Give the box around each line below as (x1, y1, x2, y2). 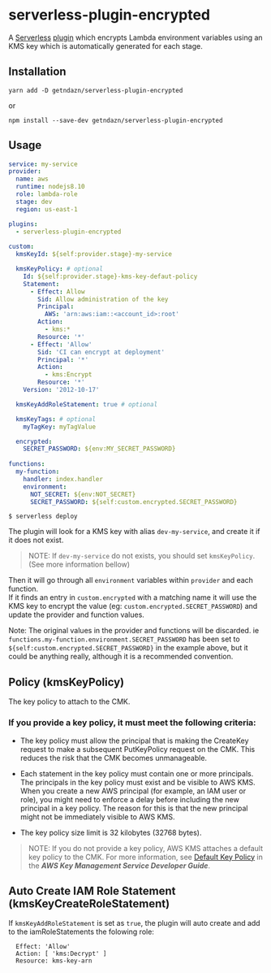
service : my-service (8, 160, 79, 168)
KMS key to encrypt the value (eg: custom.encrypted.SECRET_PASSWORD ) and (8, 602, 258, 611)
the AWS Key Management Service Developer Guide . (28, 860, 211, 871)
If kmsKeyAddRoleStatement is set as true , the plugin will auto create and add (8, 919, 261, 928)
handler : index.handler (23, 475, 104, 483)
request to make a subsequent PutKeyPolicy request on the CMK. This (19, 744, 256, 754)
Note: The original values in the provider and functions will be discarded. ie (8, 626, 260, 636)
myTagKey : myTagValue (23, 423, 96, 431)
